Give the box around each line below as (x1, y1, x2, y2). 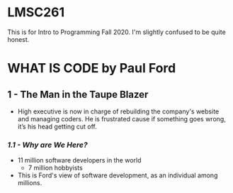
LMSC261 (7, 4, 65, 21)
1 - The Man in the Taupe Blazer (7, 88, 149, 100)
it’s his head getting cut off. (17, 122, 97, 131)
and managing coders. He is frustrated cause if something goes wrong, (17, 114, 227, 123)
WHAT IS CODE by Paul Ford (7, 60, 176, 77)
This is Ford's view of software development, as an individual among (17, 171, 218, 180)
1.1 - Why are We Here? (7, 140, 88, 150)
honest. (7, 35, 30, 43)
